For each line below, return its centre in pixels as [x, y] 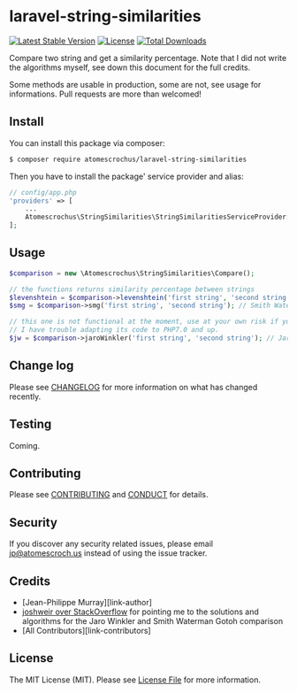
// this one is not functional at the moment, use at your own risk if [144, 322]
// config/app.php [43, 192]
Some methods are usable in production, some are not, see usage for [135, 84]
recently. [25, 397]
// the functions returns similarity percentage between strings [132, 289]
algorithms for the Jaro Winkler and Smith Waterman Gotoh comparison [152, 621]
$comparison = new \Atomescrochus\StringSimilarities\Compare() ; [132, 273]
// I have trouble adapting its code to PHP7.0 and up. [114, 330]
